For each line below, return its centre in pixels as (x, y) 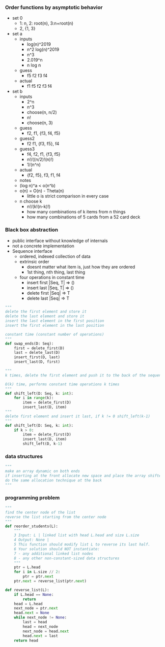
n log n (34, 65)
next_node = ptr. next (36, 608)
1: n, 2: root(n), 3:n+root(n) (46, 23)
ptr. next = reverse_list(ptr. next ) (50, 581)
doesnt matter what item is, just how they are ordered (81, 267)
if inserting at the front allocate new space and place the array (76, 476)
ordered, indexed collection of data (55, 256)
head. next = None (32, 613)
